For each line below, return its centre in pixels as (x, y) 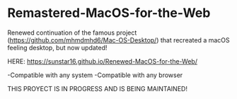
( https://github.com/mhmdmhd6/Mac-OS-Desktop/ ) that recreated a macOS (118, 40)
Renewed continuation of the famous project (72, 33)
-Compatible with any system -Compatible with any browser (95, 75)
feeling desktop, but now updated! (57, 47)
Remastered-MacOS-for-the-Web (109, 13)
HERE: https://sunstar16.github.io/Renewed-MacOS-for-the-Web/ (103, 61)
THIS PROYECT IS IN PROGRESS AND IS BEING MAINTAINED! (97, 88)
